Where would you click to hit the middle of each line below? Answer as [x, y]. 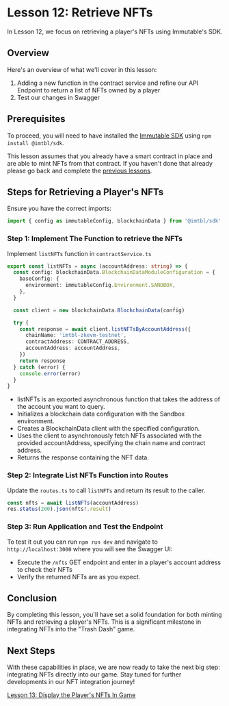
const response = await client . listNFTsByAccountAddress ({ [105, 329]
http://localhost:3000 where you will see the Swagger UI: [90, 549]
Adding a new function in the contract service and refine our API [108, 83]
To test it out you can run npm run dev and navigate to [83, 542]
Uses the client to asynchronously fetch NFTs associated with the [109, 436]
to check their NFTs [45, 569]
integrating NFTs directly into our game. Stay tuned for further [94, 675]
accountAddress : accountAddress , [73, 348]
